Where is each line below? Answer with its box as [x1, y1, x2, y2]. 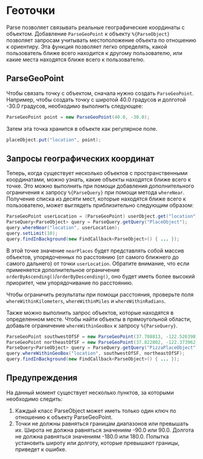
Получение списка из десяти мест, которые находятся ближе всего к [6, 195, 186, 203]
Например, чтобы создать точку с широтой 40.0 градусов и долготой [6, 96, 186, 103]
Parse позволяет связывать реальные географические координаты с [6, 24, 185, 31]
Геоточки [6, 4, 56, 18]
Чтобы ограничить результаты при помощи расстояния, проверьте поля [6, 291, 194, 298]
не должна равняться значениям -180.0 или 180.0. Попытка [14, 432, 169, 440]
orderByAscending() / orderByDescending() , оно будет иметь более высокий [6, 272, 195, 280]
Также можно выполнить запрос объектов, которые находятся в [6, 309, 174, 316]
